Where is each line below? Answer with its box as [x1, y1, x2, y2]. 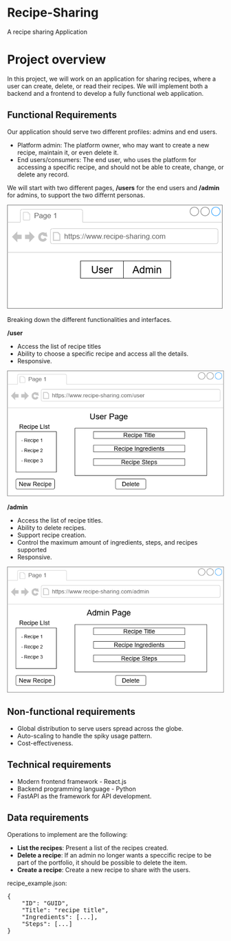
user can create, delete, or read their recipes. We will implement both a [7, 81, 208, 90]
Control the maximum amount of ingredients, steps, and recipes [16, 538, 198, 547]
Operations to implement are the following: [7, 830, 129, 838]
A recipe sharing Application [7, 28, 88, 36]
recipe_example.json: [7, 879, 67, 887]
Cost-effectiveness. [16, 739, 74, 747]
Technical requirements [7, 759, 111, 771]
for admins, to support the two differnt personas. [7, 191, 146, 199]
